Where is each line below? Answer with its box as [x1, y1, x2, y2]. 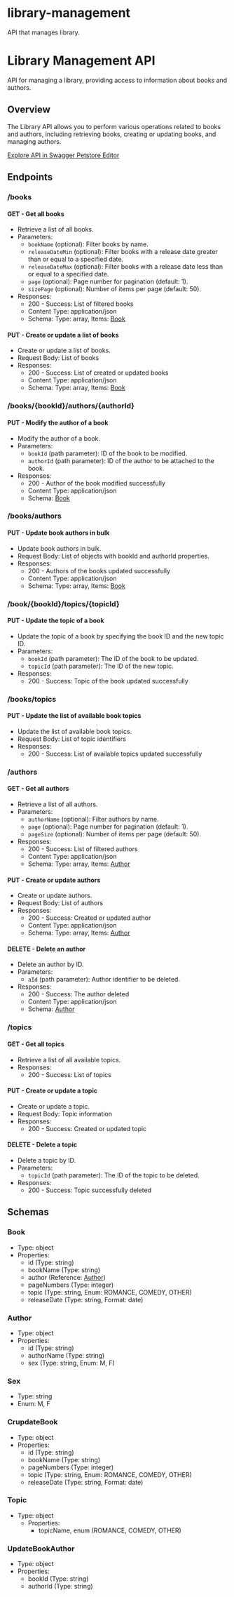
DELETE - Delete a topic [7, 1140, 78, 1149]
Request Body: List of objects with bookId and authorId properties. [17, 552, 210, 560]
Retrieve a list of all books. [17, 225, 94, 234]
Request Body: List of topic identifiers [17, 735, 126, 743]
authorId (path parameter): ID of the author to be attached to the [27, 456, 215, 465]
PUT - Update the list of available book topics [7, 711, 142, 720]
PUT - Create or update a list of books [7, 330, 119, 339]
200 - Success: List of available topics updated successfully [27, 749, 202, 758]
